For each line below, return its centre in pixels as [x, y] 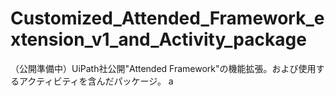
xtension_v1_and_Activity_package [158, 39]
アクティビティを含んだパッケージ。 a [96, 81]
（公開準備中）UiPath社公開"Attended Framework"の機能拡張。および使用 [163, 68]
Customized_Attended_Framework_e [167, 18]
